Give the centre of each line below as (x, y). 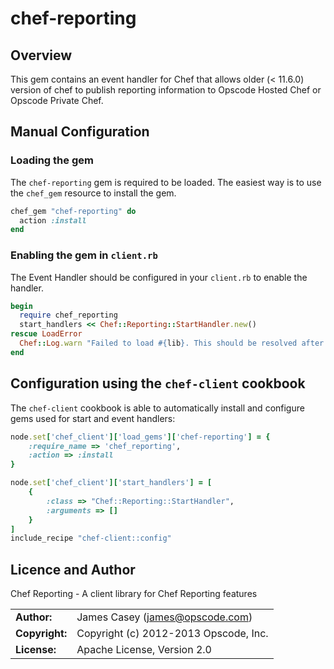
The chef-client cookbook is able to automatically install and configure (157, 408)
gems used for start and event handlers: (93, 418)
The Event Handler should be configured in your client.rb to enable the (159, 277)
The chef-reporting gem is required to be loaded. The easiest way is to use (166, 182)
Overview (41, 55)
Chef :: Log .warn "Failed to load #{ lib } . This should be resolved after (172, 343)
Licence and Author (73, 569)
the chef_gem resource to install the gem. (93, 193)
